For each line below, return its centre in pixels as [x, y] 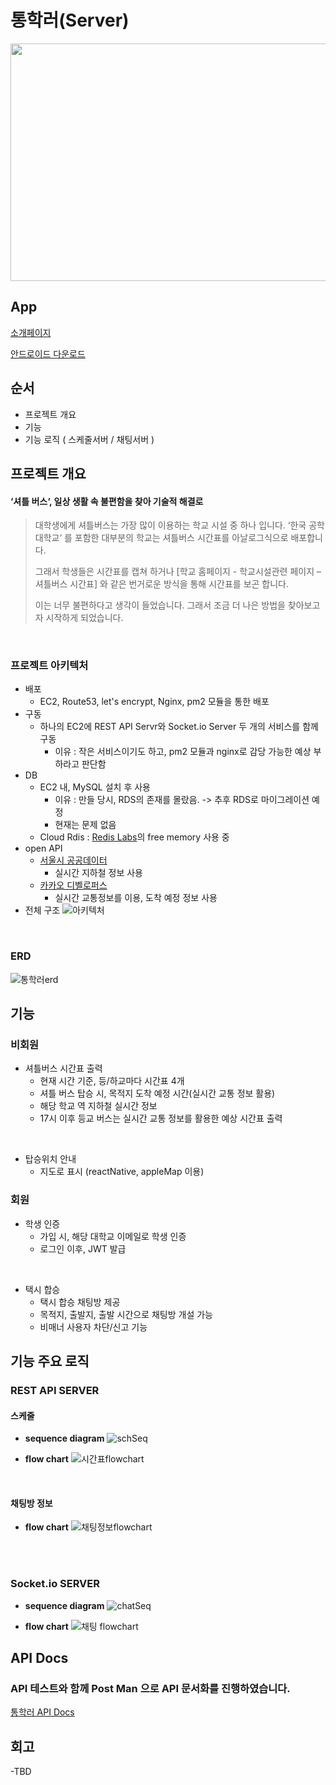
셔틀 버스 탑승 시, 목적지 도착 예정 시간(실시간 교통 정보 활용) [157, 1093]
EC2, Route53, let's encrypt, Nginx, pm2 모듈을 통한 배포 [154, 702]
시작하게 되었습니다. [84, 618]
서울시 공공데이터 [73, 860]
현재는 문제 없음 [85, 825]
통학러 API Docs [42, 1712]
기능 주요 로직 [50, 1361]
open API [43, 848]
